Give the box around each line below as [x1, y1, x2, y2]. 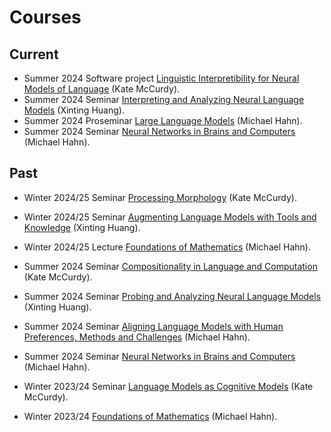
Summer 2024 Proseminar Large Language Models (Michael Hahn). [23, 115, 303, 126]
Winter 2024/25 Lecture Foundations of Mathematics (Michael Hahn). [23, 241, 311, 253]
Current [9, 46, 59, 63]
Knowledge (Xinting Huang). [23, 221, 141, 233]
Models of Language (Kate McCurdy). [23, 83, 181, 95]
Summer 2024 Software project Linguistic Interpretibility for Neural [23, 72, 300, 84]
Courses [9, 6, 82, 29]
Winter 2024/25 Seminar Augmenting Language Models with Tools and [23, 211, 317, 223]
